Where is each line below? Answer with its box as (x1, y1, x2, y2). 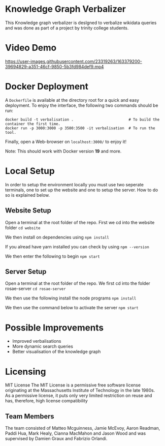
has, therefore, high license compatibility (5, 398, 88, 404)
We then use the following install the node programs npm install (5, 295, 136, 301)
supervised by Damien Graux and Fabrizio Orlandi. (5, 436, 107, 442)
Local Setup (5, 166, 55, 177)
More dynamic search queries (12, 343, 73, 350)
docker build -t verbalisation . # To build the (5, 117, 160, 122)
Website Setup (5, 207, 52, 215)
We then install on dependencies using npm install (5, 234, 109, 240)
